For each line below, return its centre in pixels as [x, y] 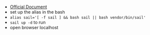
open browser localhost [34, 28]
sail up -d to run [28, 22]
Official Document [28, 7]
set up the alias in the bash [37, 12]
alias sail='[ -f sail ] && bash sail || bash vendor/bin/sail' [78, 18]
